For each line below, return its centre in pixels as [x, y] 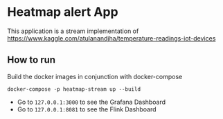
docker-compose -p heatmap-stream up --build [74, 89]
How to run [32, 60]
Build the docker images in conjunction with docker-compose [95, 76]
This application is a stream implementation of [73, 31]
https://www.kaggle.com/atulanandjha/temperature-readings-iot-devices [111, 38]
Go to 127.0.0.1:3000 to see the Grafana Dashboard [91, 102]
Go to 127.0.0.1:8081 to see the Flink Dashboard [87, 109]
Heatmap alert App [63, 12]
